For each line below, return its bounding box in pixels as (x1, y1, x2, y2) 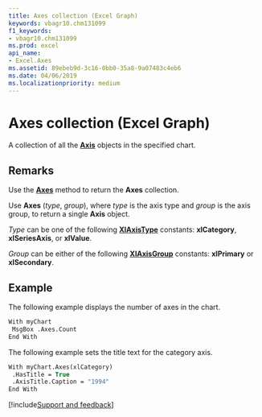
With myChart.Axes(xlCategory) (8, 363, 113, 371)
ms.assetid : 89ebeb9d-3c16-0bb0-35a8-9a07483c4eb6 (8, 64, 182, 72)
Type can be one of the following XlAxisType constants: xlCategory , (8, 225, 237, 234)
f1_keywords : (8, 27, 52, 35)
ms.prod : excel (8, 42, 59, 50)
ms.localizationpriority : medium (8, 79, 121, 87)
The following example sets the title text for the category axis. (8, 347, 213, 357)
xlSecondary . (8, 258, 55, 267)
